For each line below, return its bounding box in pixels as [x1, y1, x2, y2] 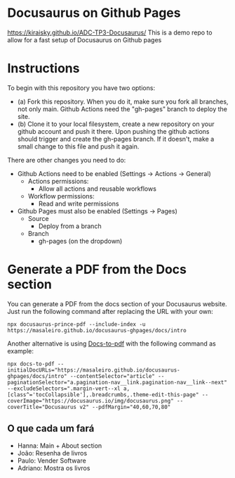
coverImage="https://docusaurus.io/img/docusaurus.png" [7, 397, 174, 404]
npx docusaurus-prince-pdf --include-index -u [7, 320, 146, 328]
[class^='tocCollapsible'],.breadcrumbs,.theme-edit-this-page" [7, 391, 199, 398]
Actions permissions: [27, 177, 89, 185]
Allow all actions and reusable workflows [38, 184, 156, 193]
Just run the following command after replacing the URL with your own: [7, 307, 214, 315]
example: [7, 346, 34, 355]
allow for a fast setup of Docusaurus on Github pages [7, 35, 162, 44]
